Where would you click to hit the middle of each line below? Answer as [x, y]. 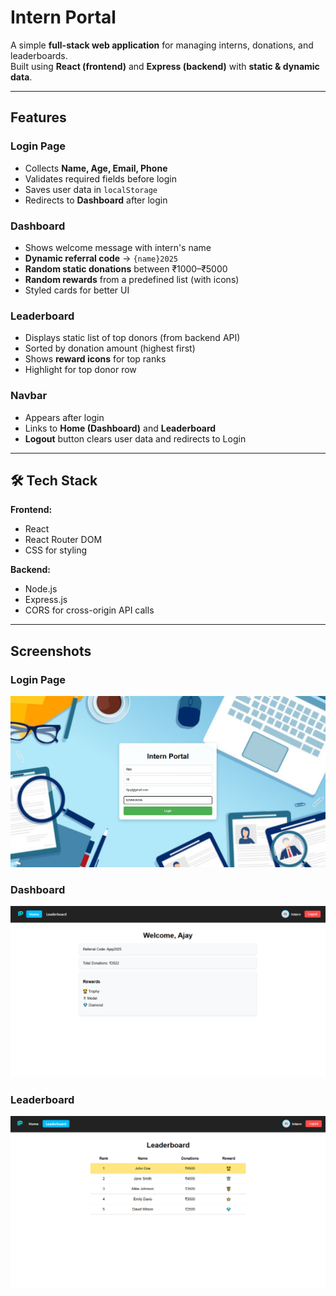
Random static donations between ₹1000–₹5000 [126, 268]
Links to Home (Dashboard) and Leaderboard [120, 428]
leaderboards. [39, 55]
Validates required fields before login [101, 178]
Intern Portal [63, 17]
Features [38, 117]
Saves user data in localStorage [91, 189]
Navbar [29, 396]
